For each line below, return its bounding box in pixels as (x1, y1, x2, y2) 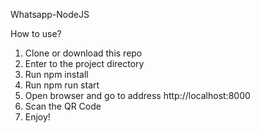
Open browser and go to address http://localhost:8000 (24, 90, 251, 101)
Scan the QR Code (24, 100, 102, 112)
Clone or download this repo (24, 47, 143, 59)
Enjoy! (24, 111, 51, 123)
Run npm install (24, 69, 89, 80)
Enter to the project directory (24, 58, 145, 69)
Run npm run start (24, 79, 100, 91)
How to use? (10, 28, 62, 39)
